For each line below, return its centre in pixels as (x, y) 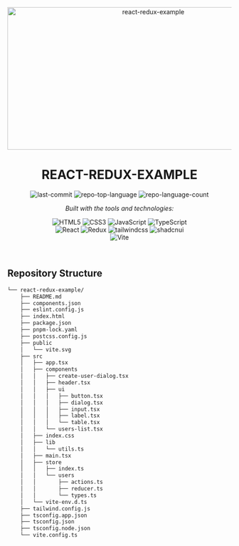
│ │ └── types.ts (59, 495)
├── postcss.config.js (54, 336)
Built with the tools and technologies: (119, 208)
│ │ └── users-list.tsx (62, 429)
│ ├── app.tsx (44, 363)
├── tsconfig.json (47, 522)
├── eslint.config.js (52, 310)
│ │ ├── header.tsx (55, 383)
